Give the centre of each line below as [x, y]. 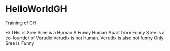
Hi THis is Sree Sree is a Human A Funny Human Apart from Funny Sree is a [85, 32]
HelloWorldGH [36, 9]
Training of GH [21, 23]
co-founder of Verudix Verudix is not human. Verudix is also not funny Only [84, 38]
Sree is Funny [20, 43]
